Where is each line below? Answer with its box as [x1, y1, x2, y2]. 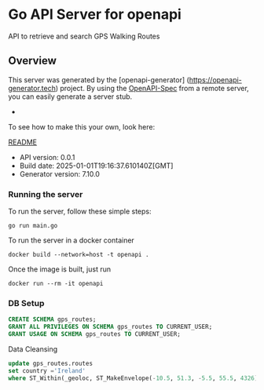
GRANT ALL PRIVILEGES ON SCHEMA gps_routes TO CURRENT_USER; [8, 323, 213, 331]
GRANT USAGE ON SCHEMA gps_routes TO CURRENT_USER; [8, 330, 181, 338]
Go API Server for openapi [8, 5, 182, 24]
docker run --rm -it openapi [8, 280, 104, 288]
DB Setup [8, 297, 45, 308]
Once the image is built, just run [8, 264, 112, 274]
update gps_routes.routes [8, 359, 93, 367]
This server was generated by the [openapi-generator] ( [8, 75, 190, 84]
